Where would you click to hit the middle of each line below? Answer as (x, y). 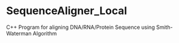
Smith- (164, 27)
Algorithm (45, 33)
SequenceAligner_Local (67, 11)
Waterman (19, 33)
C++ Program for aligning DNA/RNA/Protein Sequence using (81, 27)
